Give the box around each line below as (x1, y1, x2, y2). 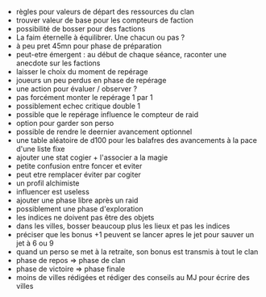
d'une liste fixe (15, 144, 65, 153)
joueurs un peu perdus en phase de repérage (15, 76, 167, 85)
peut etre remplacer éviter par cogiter (15, 169, 141, 179)
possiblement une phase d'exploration (15, 204, 143, 213)
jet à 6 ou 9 (15, 238, 54, 248)
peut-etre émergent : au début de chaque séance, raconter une (15, 50, 227, 59)
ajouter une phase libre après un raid (15, 195, 139, 205)
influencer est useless (15, 187, 90, 196)
